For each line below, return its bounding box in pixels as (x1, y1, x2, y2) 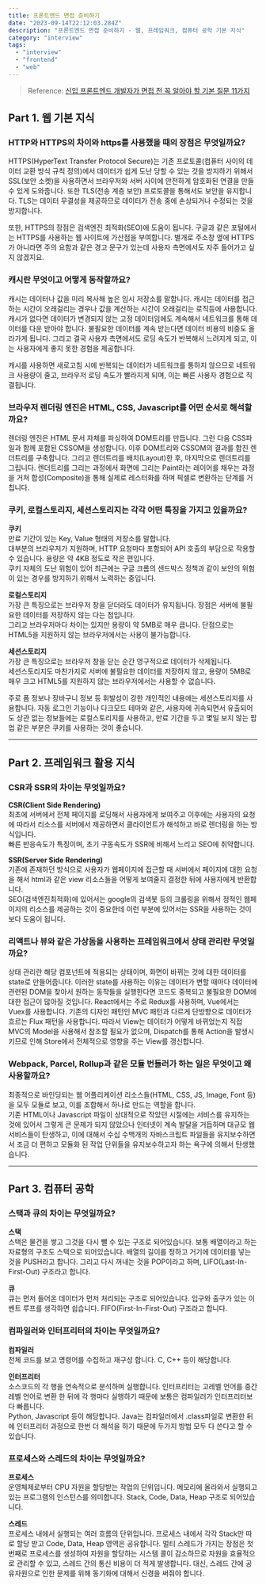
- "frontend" (15, 56, 59, 64)
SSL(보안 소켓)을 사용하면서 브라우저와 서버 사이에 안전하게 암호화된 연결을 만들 (8, 176, 255, 186)
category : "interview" (8, 33, 83, 42)
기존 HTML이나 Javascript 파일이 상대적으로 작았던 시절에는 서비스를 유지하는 (8, 1109, 250, 1119)
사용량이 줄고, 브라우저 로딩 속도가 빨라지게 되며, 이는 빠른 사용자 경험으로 (16, 370, 245, 380)
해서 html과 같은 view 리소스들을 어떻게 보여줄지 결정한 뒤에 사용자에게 (16, 875, 236, 884)
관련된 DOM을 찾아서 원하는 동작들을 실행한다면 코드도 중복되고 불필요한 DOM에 (8, 987, 257, 997)
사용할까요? (8, 1071, 51, 1082)
